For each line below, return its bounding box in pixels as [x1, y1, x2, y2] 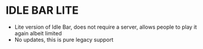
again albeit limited [14, 29, 62, 36]
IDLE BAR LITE [5, 4, 79, 17]
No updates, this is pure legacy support [14, 36, 114, 43]
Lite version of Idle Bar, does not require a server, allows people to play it [14, 23, 197, 30]
